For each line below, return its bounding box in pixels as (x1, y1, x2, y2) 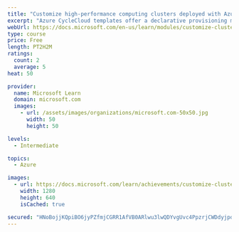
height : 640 (20, 194, 55, 201)
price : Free (7, 37, 43, 44)
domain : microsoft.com (14, 96, 81, 103)
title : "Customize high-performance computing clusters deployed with (7, 10, 221, 18)
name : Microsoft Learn (14, 90, 81, 97)
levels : (7, 135, 31, 142)
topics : (7, 154, 31, 162)
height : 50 (26, 122, 59, 130)
